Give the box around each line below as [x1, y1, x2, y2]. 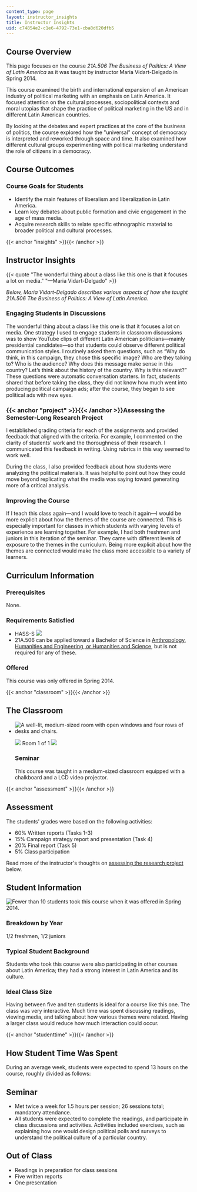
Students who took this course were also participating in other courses [6, 960, 178, 967]
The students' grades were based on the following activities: [6, 818, 153, 825]
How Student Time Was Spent [6, 1048, 118, 1058]
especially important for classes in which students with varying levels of [6, 523, 181, 530]
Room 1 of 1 [22, 739, 50, 746]
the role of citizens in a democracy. [6, 148, 91, 155]
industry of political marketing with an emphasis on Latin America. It [6, 92, 171, 100]
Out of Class [6, 1151, 53, 1161]
